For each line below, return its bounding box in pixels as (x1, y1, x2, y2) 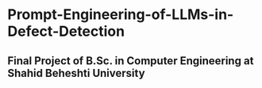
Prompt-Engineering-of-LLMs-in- (7, 6, 234, 24)
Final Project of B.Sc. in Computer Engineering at (7, 54, 254, 67)
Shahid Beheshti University (7, 66, 145, 80)
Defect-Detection (7, 22, 125, 40)
